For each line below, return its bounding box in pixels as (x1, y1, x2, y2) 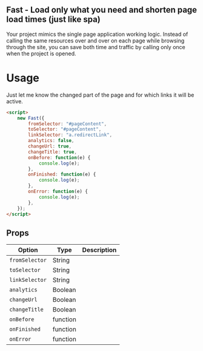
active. (6, 97, 23, 105)
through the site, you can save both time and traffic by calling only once (6, 43, 186, 50)
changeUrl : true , (28, 143, 72, 149)
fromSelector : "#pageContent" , (28, 121, 107, 127)
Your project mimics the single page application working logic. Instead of (6, 30, 188, 38)
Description (82, 246, 117, 254)
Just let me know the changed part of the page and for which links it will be (6, 91, 195, 98)
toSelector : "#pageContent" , (28, 126, 102, 132)
